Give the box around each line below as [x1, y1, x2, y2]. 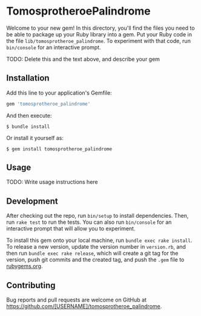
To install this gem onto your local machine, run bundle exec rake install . [6, 237, 193, 244]
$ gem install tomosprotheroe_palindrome [6, 146, 113, 152]
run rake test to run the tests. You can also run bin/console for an [6, 218, 172, 226]
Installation [6, 73, 50, 83]
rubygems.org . [6, 263, 43, 270]
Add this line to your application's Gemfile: [6, 89, 112, 96]
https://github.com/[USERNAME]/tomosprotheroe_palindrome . [6, 303, 162, 310]
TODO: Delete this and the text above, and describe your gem [6, 55, 160, 62]
